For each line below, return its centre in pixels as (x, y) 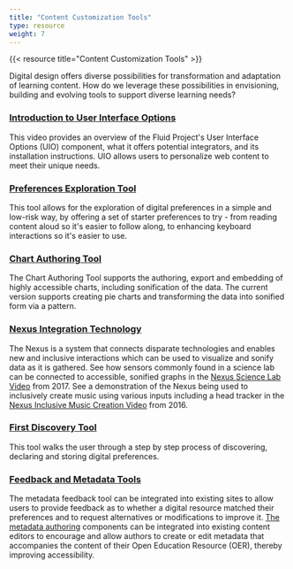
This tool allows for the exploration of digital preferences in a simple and (140, 207)
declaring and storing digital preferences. (84, 456)
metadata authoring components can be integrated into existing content (140, 527)
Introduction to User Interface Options (93, 118)
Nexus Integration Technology (75, 329)
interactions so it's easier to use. (68, 235)
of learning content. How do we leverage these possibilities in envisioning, (144, 86)
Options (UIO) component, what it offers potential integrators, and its (134, 146)
